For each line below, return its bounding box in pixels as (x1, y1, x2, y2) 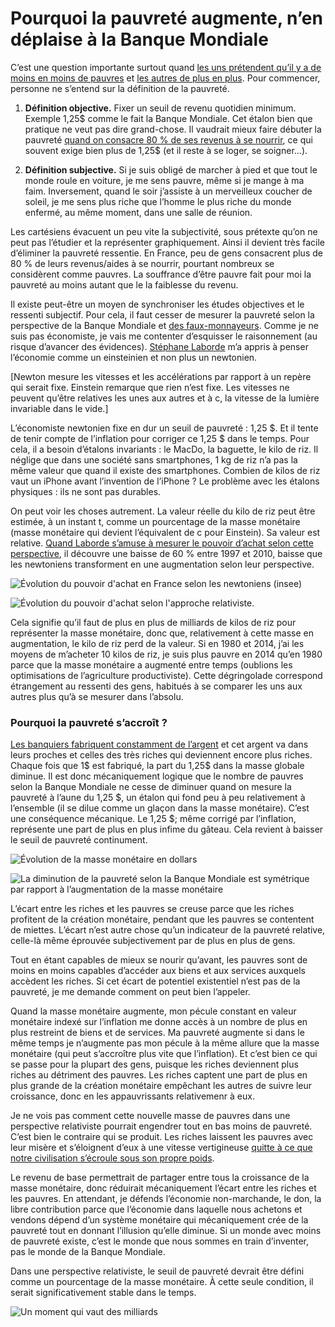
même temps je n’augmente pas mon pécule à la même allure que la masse (10, 1037, 320, 1049)
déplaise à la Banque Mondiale (10, 28, 269, 51)
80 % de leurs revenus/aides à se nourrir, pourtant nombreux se (10, 257, 275, 269)
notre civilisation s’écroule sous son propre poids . (10, 1152, 215, 1164)
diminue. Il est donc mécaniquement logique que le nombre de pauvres (10, 770, 304, 782)
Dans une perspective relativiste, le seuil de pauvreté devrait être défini (10, 1265, 305, 1277)
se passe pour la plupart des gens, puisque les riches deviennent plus (10, 1058, 299, 1071)
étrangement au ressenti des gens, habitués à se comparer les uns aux (10, 680, 303, 692)
